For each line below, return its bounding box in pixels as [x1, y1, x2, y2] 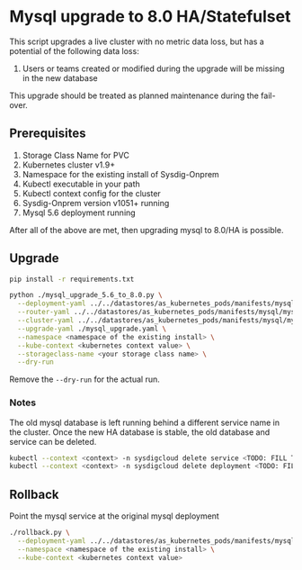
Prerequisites [9, 126, 86, 141]
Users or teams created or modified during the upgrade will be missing [22, 63, 285, 74]
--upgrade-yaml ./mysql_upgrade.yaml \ [17, 324, 167, 333]
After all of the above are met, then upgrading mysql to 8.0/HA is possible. [9, 224, 284, 235]
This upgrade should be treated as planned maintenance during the [9, 90, 259, 101]
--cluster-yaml [17, 316, 75, 325]
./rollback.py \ [9, 529, 70, 538]
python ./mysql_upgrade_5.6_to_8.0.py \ [9, 291, 164, 300]
